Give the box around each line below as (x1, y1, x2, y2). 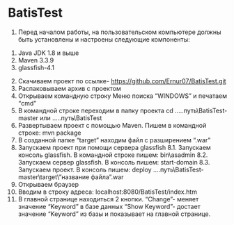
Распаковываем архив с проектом (17, 84, 121, 92)
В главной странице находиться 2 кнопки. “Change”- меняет (17, 194, 199, 203)
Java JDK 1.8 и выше (17, 49, 79, 57)
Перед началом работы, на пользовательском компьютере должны (17, 28, 221, 36)
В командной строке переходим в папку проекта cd (17, 106, 173, 115)
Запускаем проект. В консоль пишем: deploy (17, 165, 152, 174)
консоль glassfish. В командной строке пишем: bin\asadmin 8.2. (17, 151, 208, 159)
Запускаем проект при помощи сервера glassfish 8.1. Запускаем (17, 143, 211, 151)
